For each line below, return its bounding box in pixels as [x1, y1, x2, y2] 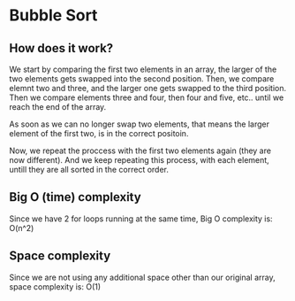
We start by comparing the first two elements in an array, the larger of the [9, 64, 277, 74]
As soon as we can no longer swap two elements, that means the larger [9, 119, 269, 129]
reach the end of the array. [9, 102, 107, 112]
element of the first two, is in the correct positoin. [9, 128, 189, 138]
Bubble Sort [9, 5, 98, 26]
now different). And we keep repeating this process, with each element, [9, 155, 269, 165]
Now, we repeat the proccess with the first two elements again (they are [9, 145, 272, 156]
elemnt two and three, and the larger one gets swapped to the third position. [9, 83, 287, 93]
